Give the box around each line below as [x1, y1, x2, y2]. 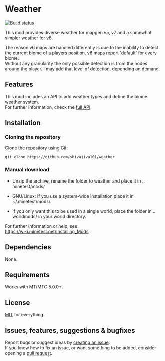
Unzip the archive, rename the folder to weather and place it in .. [12, 177, 145, 184]
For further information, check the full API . [5, 104, 92, 110]
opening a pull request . [5, 350, 53, 356]
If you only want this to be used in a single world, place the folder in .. [12, 208, 156, 214]
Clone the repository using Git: [5, 145, 68, 151]
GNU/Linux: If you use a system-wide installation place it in [12, 193, 134, 199]
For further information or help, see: [5, 223, 79, 229]
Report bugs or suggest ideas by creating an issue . [5, 339, 110, 345]
